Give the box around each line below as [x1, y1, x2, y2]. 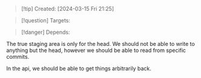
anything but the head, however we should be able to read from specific [6, 47, 186, 54]
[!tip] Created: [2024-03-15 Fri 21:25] [21, 5, 114, 12]
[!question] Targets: [21, 17, 71, 24]
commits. [6, 53, 30, 60]
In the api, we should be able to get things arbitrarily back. [6, 65, 151, 72]
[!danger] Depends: [21, 28, 70, 36]
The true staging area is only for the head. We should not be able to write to [6, 41, 195, 47]
